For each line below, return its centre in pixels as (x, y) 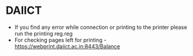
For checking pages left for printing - (61, 40)
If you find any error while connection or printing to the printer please (101, 27)
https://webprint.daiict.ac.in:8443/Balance (67, 46)
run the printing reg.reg (44, 33)
